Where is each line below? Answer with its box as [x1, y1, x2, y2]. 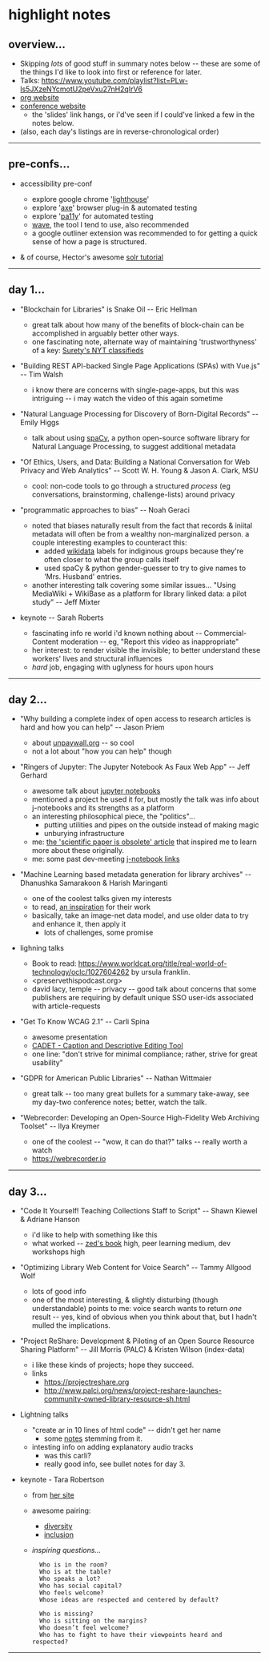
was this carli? [43, 1451, 92, 1461]
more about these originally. [31, 846, 124, 855]
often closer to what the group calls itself [43, 554, 179, 564]
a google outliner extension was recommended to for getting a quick [31, 228, 258, 238]
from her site [31, 1490, 74, 1500]
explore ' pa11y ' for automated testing [31, 211, 154, 221]
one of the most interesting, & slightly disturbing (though [31, 1295, 219, 1305]
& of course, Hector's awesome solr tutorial [19, 252, 164, 262]
